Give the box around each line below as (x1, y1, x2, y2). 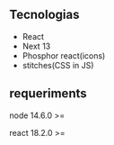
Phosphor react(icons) (22, 50, 106, 61)
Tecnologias (9, 7, 80, 23)
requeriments (9, 86, 87, 102)
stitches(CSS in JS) (22, 59, 94, 70)
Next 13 (22, 41, 51, 51)
